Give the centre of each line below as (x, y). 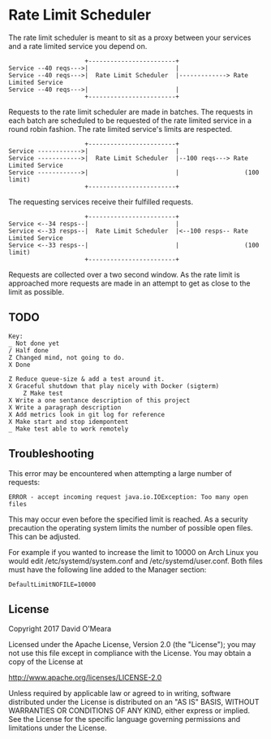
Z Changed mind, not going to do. (67, 357)
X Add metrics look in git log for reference (86, 414)
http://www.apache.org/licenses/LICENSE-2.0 (85, 678)
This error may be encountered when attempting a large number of (120, 473)
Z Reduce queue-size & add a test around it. (86, 379)
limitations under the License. (58, 728)
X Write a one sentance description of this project (99, 400)
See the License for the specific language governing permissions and (125, 719)
